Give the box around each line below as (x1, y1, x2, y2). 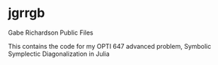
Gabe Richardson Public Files (8, 28, 94, 37)
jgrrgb (8, 5, 45, 21)
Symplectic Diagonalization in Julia (8, 49, 110, 58)
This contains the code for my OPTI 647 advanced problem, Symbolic (8, 42, 212, 50)
